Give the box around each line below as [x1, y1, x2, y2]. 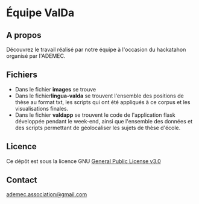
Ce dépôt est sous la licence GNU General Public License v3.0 [6, 157, 161, 165]
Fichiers [6, 70, 37, 80]
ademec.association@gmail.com [6, 191, 87, 198]
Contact [6, 175, 37, 185]
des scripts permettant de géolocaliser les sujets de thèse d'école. [14, 124, 181, 131]
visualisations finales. [14, 105, 69, 112]
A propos [6, 30, 42, 40]
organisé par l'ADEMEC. [6, 52, 66, 60]
